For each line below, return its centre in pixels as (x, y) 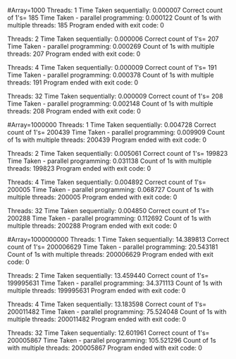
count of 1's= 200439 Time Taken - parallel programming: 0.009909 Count (116, 132)
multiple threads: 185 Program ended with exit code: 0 (86, 25)
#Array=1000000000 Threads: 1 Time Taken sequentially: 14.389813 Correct (118, 239)
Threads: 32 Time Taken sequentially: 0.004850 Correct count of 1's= (108, 211)
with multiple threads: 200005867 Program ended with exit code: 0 (105, 348)
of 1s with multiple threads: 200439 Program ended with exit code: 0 (107, 140)
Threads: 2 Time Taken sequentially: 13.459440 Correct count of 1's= (108, 275)
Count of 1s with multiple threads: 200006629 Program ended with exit (110, 254)
